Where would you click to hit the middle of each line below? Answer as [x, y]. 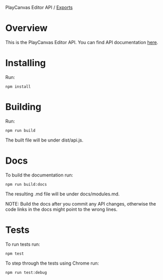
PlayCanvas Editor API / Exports [39, 7]
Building [23, 107]
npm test [15, 253]
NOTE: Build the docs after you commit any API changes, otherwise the [81, 204]
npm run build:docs [26, 184]
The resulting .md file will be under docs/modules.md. [62, 194]
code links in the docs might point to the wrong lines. [61, 209]
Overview [26, 28]
